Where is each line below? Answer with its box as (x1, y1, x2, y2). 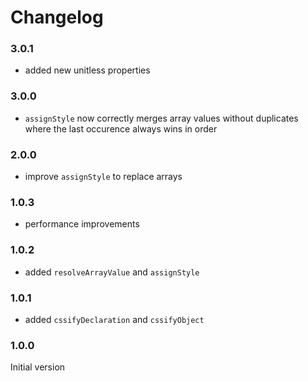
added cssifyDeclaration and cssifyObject (24, 313, 205, 325)
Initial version (10, 361, 66, 373)
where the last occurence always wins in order (24, 122, 218, 135)
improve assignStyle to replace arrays (24, 171, 183, 183)
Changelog (10, 6, 104, 29)
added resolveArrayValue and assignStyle (24, 266, 200, 278)
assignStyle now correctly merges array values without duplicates (24, 112, 299, 124)
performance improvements (24, 218, 140, 230)
